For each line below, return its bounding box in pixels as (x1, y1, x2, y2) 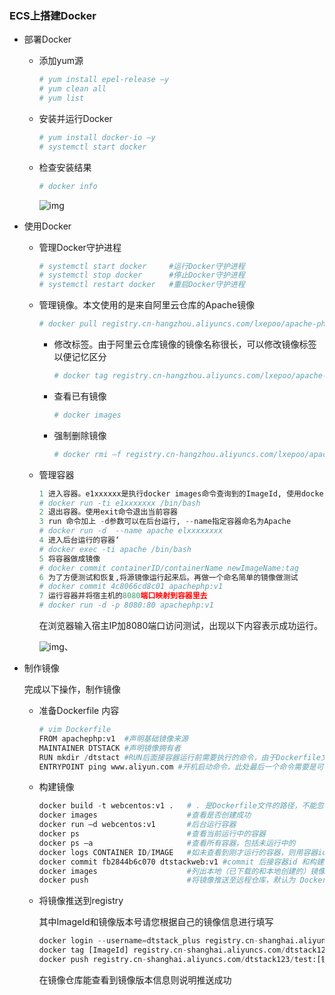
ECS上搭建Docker (9, 8, 97, 22)
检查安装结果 (38, 161, 92, 173)
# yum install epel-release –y (38, 75, 170, 85)
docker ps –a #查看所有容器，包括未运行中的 (38, 838, 296, 848)
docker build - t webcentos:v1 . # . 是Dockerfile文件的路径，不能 (38, 801, 317, 811)
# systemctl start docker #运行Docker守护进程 (38, 261, 246, 271)
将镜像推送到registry (38, 895, 124, 907)
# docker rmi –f (53, 449, 122, 459)
